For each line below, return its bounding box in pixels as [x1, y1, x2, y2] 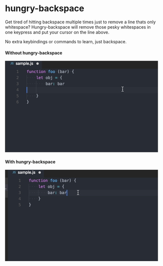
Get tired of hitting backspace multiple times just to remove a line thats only [5, 19, 156, 25]
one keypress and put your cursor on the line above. [5, 29, 110, 35]
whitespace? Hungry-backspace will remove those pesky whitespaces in [5, 24, 151, 30]
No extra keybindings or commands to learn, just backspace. [5, 38, 127, 44]
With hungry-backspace [5, 159, 56, 165]
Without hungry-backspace [5, 50, 63, 56]
